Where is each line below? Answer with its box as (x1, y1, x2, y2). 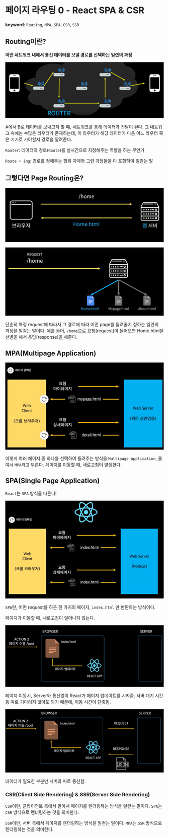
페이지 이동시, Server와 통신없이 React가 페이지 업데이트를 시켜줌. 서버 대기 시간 (5, 693, 163, 699)
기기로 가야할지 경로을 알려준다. (10, 136, 72, 142)
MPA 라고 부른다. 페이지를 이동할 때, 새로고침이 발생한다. (14, 462, 122, 468)
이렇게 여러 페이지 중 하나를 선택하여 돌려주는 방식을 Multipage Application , (5, 455, 157, 461)
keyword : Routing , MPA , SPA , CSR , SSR (5, 21, 79, 28)
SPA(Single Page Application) (5, 477, 100, 485)
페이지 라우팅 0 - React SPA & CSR (5, 5, 145, 16)
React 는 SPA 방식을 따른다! (5, 490, 57, 496)
